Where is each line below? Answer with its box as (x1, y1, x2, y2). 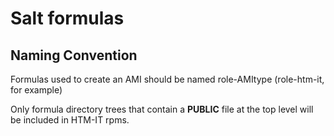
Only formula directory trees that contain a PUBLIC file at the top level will (10, 103, 314, 115)
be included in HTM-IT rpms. (10, 114, 130, 126)
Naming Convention (10, 47, 138, 64)
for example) (10, 84, 63, 96)
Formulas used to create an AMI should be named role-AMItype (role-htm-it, (10, 73, 325, 85)
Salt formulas (10, 7, 125, 30)
